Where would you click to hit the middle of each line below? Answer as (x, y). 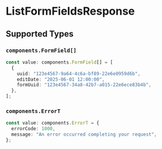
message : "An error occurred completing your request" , (84, 135)
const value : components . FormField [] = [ (60, 62)
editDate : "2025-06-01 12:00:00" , (61, 79)
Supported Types (40, 34)
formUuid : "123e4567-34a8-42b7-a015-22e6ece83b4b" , (84, 85)
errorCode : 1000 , (33, 129)
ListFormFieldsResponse (71, 11)
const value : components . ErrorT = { (52, 123)
